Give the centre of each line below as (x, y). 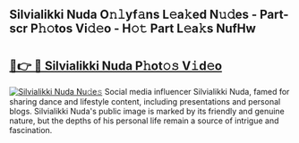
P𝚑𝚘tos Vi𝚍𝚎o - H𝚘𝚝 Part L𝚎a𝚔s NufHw (143, 29)
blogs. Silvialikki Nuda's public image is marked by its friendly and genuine (147, 111)
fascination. (31, 130)
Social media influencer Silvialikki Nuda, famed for (197, 92)
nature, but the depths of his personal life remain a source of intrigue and (144, 121)
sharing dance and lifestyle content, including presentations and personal (145, 101)
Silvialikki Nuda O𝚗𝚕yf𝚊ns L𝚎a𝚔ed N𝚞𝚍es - (133, 15)
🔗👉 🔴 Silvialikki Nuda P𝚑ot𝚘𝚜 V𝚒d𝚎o (115, 66)
